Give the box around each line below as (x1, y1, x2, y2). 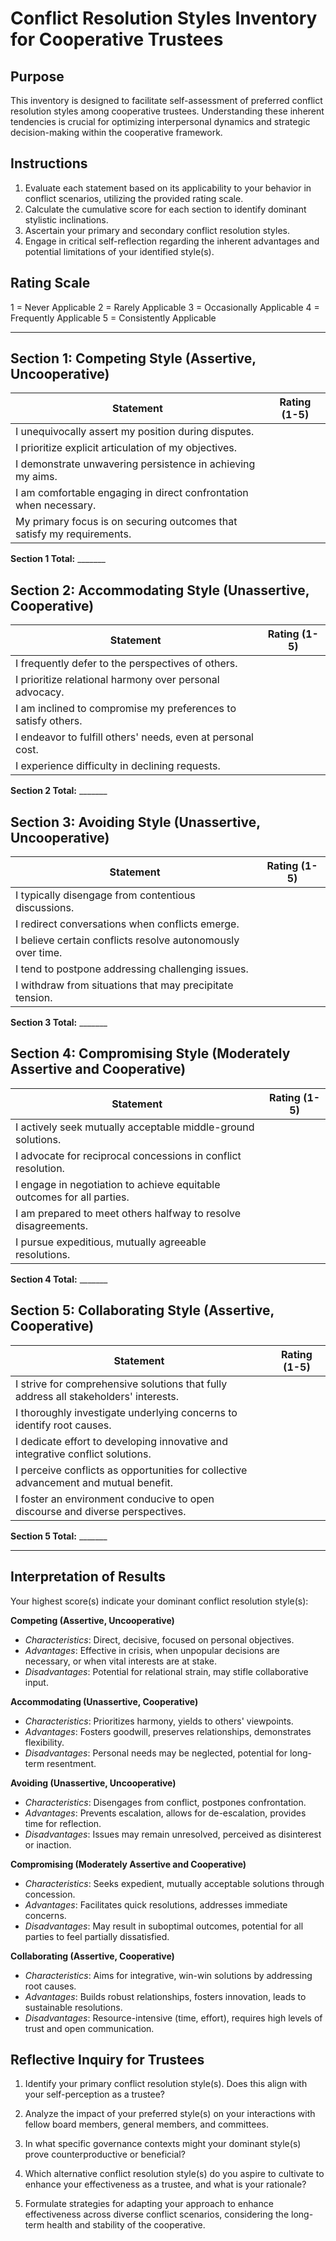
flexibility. (24, 1736, 65, 1748)
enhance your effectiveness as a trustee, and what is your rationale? (24, 2178, 307, 2191)
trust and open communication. (24, 2022, 155, 2034)
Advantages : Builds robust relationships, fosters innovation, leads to (24, 1990, 307, 2002)
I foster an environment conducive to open (15, 1492, 215, 1506)
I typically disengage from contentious (15, 888, 196, 902)
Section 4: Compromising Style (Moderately (10, 1045, 291, 1062)
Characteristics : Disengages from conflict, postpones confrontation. (24, 1796, 307, 1808)
